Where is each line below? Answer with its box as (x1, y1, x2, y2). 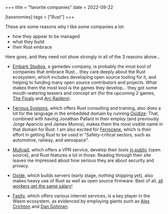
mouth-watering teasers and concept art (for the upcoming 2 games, (12, 90, 155, 96)
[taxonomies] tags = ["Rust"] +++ (5, 14, 75, 20)
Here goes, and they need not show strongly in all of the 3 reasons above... (5, 54, 160, 60)
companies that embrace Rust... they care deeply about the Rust (12, 69, 146, 75)
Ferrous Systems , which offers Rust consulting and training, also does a (12, 105, 161, 111)
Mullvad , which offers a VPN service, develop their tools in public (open (12, 147, 161, 152)
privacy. (12, 163, 29, 168)
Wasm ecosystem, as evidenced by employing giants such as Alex (12, 198, 150, 204)
